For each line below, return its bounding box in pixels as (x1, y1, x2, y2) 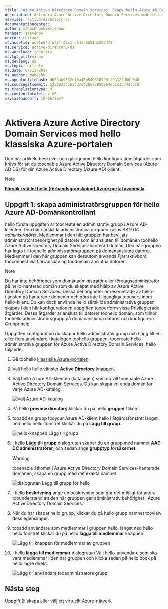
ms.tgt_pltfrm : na (5, 54, 43, 59)
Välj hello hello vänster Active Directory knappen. (12, 366, 115, 372)
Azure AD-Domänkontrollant (5, 208, 96, 216)
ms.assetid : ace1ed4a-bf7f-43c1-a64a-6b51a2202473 (5, 40, 113, 45)
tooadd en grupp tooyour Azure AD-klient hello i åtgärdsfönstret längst (12, 415, 158, 421)
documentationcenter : (5, 21, 50, 27)
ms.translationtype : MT (5, 86, 55, 92)
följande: (5, 347, 23, 352)
